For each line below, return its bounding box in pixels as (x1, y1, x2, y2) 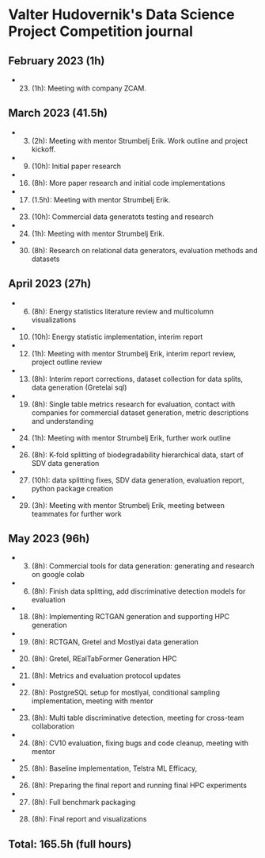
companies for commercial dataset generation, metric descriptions (31, 407, 249, 417)
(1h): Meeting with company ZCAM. (31, 83, 146, 93)
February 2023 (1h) (8, 54, 105, 67)
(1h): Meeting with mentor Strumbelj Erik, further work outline (31, 433, 231, 442)
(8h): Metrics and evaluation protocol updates (31, 671, 181, 680)
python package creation (31, 483, 114, 493)
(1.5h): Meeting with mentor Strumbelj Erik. (31, 194, 171, 204)
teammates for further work (31, 509, 122, 518)
